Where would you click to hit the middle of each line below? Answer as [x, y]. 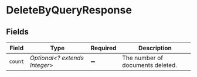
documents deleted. [150, 65]
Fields [18, 32]
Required [103, 48]
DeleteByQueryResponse [69, 10]
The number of [142, 58]
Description [155, 48]
